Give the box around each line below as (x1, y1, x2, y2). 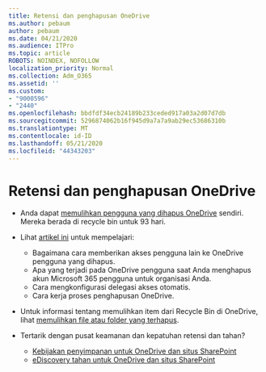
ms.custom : (8, 86, 45, 95)
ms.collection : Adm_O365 (8, 72, 92, 80)
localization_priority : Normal (8, 65, 114, 73)
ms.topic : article (8, 49, 70, 57)
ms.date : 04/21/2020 (8, 34, 78, 43)
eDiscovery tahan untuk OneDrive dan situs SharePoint (32, 355, 216, 365)
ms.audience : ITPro (8, 42, 74, 50)
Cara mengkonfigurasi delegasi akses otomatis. (32, 282, 191, 292)
